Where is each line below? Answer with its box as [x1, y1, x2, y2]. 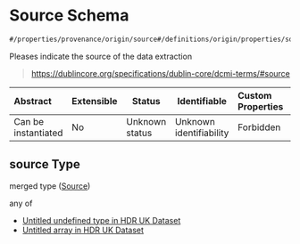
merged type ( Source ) [9, 180, 91, 191]
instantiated [13, 126, 63, 139]
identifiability [174, 126, 229, 139]
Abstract [13, 94, 52, 107]
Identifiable [177, 94, 228, 107]
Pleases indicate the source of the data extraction [9, 51, 193, 61]
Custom [237, 89, 272, 102]
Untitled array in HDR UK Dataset [21, 224, 145, 235]
